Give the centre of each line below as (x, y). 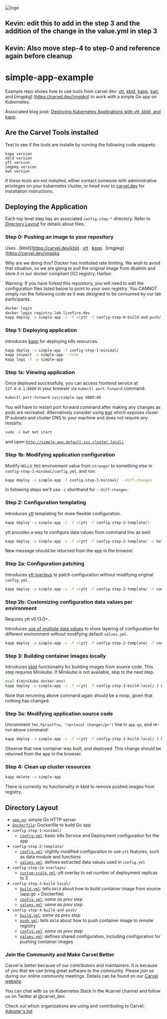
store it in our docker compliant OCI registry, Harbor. (59, 273)
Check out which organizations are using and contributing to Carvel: (75, 1006)
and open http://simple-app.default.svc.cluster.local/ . (65, 442)
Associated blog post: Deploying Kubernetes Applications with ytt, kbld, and (83, 111)
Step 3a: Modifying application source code (59, 713)
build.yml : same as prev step (50, 915)
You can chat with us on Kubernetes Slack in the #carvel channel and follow (83, 991)
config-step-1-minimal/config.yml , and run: (50, 471)
